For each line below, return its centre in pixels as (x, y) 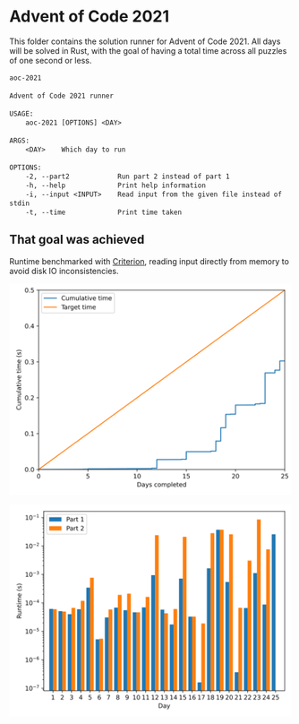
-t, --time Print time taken (103, 212)
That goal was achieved (77, 240)
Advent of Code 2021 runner (62, 96)
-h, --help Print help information (115, 185)
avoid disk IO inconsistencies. (64, 271)
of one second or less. (51, 60)
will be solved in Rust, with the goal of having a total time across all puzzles (148, 50)
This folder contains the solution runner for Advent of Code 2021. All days (145, 41)
